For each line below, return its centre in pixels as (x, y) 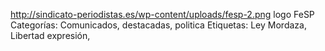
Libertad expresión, (50, 35)
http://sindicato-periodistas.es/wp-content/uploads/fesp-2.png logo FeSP (162, 14)
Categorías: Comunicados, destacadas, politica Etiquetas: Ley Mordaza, (158, 25)
